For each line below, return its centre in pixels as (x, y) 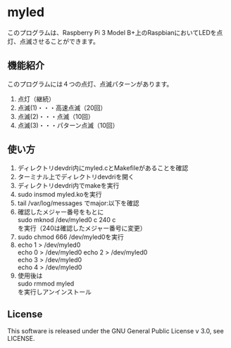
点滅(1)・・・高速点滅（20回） (62, 108)
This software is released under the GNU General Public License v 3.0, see (115, 331)
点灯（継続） (36, 98)
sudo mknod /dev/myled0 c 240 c (67, 219)
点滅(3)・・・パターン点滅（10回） (68, 125)
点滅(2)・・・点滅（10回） (56, 116)
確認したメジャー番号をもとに (61, 212)
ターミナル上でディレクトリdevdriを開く (76, 176)
